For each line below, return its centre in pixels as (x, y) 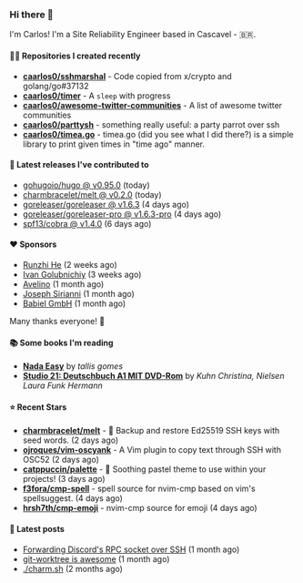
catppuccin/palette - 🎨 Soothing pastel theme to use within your (144, 469)
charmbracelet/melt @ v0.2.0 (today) (92, 194)
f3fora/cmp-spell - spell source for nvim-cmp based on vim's (139, 489)
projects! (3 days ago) (64, 479)
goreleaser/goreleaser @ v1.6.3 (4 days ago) (106, 204)
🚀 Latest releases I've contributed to (79, 165)
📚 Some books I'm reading (61, 343)
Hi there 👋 (32, 15)
